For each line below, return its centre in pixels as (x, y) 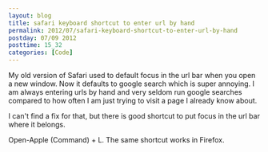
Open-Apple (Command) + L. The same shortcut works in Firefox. (116, 140)
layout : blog (30, 16)
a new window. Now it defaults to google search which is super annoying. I (131, 84)
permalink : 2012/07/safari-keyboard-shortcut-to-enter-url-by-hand (123, 30)
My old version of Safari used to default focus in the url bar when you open (132, 75)
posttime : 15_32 (35, 45)
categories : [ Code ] (41, 53)
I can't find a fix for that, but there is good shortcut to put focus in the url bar (134, 116)
